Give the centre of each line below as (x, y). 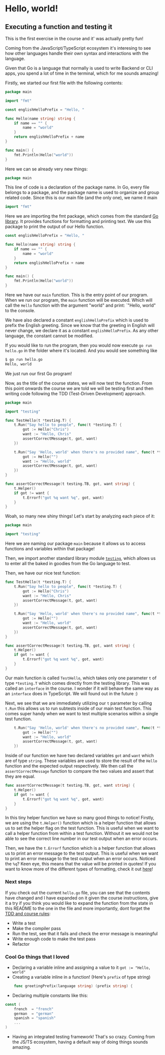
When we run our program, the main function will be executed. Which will (79, 300)
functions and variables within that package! (50, 549)
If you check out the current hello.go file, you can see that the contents (78, 893)
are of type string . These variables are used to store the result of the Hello (81, 761)
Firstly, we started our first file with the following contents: (64, 83)
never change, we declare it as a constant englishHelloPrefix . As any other (82, 331)
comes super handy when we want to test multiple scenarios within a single (82, 713)
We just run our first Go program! (39, 373)
